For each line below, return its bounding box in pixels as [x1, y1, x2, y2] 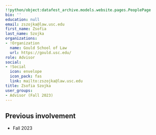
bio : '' [5, 12, 22, 17]
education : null [5, 17, 40, 22]
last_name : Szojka [5, 31, 44, 36]
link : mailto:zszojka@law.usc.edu [10, 78, 83, 84]
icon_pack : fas [10, 74, 42, 79]
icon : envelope [10, 69, 42, 74]
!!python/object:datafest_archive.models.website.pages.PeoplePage [5, 7, 151, 13]
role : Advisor [5, 55, 36, 60]
